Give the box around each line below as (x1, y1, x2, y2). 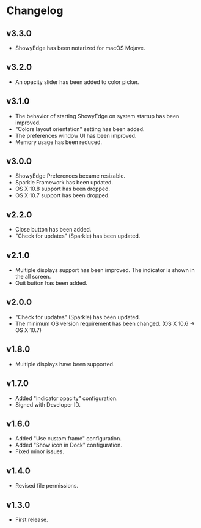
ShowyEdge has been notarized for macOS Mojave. (15, 44, 145, 51)
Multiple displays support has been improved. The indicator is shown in (15, 266, 195, 274)
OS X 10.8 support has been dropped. (15, 185, 111, 193)
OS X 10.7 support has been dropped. (15, 192, 110, 199)
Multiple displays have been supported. (15, 360, 115, 368)
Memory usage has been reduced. (15, 138, 103, 146)
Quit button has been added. (15, 279, 87, 287)
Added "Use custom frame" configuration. (15, 435, 122, 442)
